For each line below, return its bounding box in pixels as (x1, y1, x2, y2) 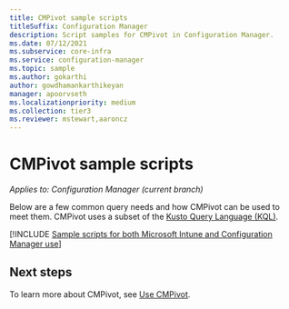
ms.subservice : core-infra (9, 47, 112, 56)
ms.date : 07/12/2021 (9, 38, 88, 48)
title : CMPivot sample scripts (9, 13, 128, 23)
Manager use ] (9, 238, 62, 250)
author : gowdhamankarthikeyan (9, 81, 125, 90)
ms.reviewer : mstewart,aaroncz (9, 115, 128, 124)
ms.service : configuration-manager (9, 55, 144, 65)
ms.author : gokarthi (9, 73, 88, 82)
